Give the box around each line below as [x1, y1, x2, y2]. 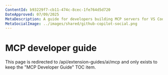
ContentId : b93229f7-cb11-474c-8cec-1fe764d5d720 [5, 7, 111, 12]
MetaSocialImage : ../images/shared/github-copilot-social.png [5, 21, 137, 26]
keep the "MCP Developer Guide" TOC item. [5, 64, 96, 70]
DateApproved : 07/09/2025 [5, 12, 59, 17]
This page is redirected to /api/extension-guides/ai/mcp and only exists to [5, 59, 157, 65]
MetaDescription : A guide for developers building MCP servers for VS [5, 16, 155, 21]
